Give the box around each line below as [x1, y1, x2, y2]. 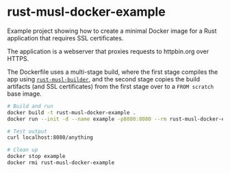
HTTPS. [7, 54, 29, 62]
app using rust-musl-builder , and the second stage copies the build [7, 75, 201, 83]
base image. [7, 90, 42, 98]
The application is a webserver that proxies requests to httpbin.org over [7, 47, 209, 55]
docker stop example [7, 153, 66, 160]
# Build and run [7, 103, 53, 109]
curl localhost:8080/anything [7, 134, 94, 141]
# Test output [7, 128, 48, 135]
